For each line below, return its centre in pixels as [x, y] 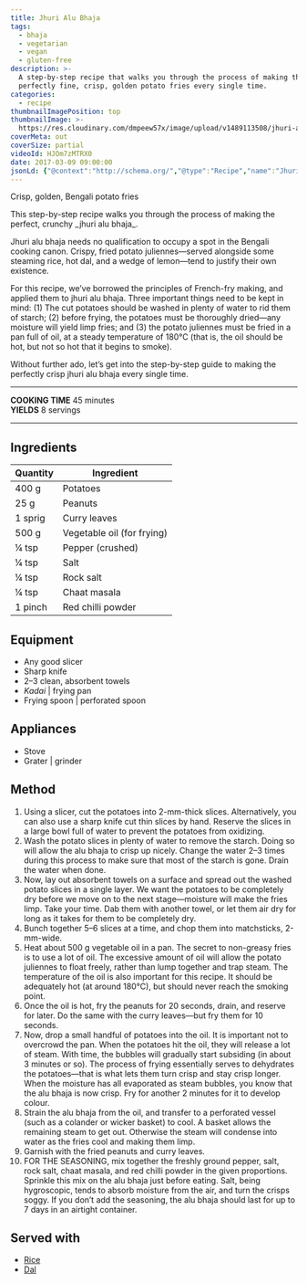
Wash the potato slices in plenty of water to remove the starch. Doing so [159, 840]
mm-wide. [43, 938]
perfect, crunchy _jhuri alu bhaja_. [74, 224]
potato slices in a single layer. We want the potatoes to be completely [153, 889]
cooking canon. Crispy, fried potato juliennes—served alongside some [142, 251]
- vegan [33, 52]
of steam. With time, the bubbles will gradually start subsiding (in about [157, 1054]
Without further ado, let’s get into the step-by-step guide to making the [143, 364]
